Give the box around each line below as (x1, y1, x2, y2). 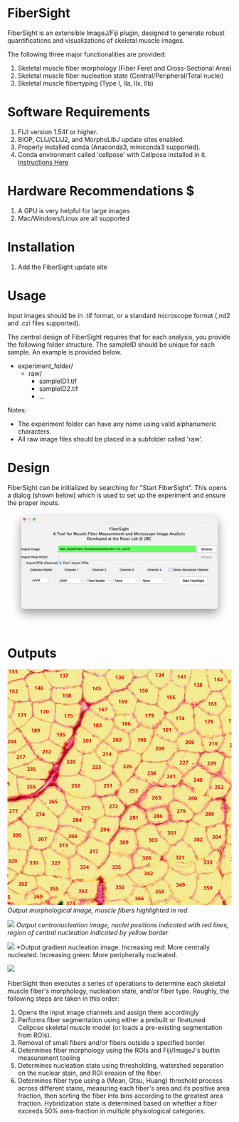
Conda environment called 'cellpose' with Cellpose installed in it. (17, 150, 208, 158)
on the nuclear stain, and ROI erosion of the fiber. (17, 1069, 162, 1078)
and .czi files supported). (7, 319, 80, 327)
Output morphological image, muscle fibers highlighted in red (7, 906, 188, 914)
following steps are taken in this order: (7, 994, 119, 1003)
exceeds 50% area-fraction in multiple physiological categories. (17, 1107, 206, 1116)
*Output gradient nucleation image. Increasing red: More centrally (16, 943, 211, 952)
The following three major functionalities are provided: (7, 50, 166, 58)
